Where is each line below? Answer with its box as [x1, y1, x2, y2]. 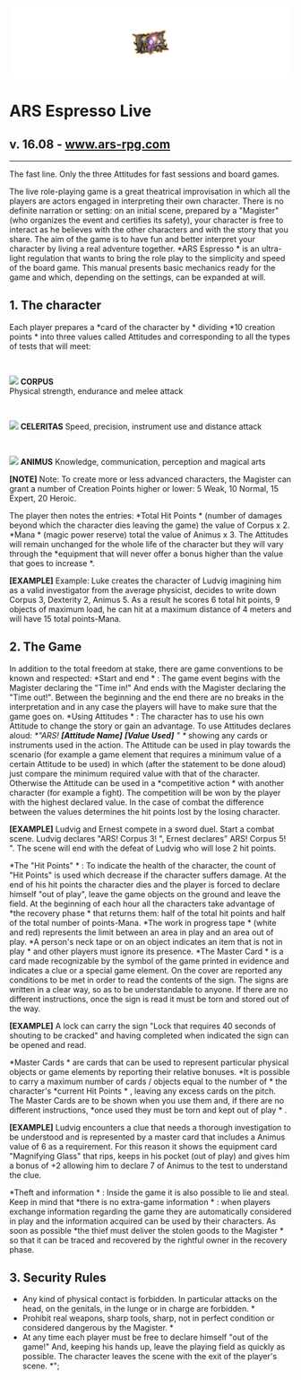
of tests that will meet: [9, 340, 91, 352]
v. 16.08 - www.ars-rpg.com [9, 136, 171, 152]
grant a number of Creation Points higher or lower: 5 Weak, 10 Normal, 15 [9, 483, 279, 493]
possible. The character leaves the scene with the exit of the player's [21, 1351, 278, 1362]
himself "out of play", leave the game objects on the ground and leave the [9, 888, 281, 899]
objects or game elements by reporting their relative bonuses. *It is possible [9, 1066, 291, 1077]
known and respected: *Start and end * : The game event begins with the [9, 672, 280, 684]
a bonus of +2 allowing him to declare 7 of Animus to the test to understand [9, 1160, 288, 1171]
